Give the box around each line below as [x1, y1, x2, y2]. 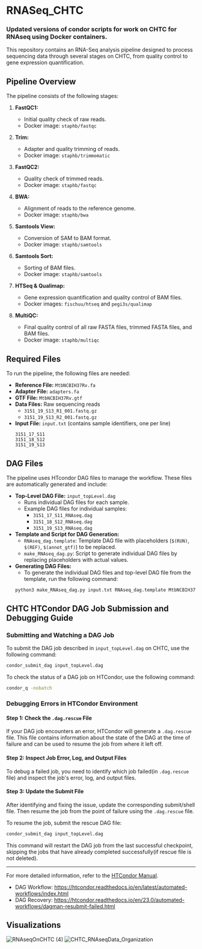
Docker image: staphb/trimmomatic [23, 152, 110, 159]
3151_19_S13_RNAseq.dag [32, 525, 93, 531]
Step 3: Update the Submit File [6, 788, 84, 795]
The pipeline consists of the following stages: [6, 93, 119, 100]
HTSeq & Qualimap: [14, 282, 65, 289]
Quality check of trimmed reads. [23, 175, 104, 182]
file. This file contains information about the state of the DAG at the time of [6, 734, 191, 742]
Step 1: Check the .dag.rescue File [6, 714, 92, 722]
